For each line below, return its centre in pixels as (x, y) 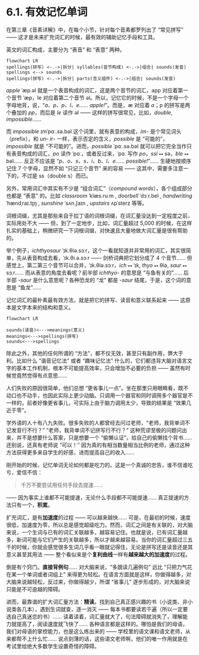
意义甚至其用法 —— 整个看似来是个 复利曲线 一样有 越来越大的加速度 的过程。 (98, 554)
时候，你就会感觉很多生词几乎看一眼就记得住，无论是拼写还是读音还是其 (105, 547)
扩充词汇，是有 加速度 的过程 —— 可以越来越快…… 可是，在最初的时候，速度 (99, 517)
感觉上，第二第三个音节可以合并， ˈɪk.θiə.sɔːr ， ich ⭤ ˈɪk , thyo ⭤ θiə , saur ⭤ (97, 265)
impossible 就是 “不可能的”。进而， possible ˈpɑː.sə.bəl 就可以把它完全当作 (97, 146)
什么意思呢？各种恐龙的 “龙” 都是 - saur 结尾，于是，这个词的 (112, 280)
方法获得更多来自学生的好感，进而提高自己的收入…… (70, 452)
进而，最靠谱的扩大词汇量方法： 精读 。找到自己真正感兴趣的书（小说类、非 (97, 602)
